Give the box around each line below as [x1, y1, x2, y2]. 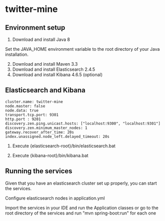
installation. [5, 51, 29, 57]
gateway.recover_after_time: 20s [5, 129, 74, 135]
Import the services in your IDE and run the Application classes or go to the [5, 205, 159, 211]
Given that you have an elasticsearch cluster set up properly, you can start [5, 180, 157, 186]
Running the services [5, 167, 73, 175]
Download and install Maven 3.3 [12, 61, 78, 67]
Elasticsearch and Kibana [5, 86, 86, 95]
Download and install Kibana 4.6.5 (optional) [12, 72, 103, 78]
